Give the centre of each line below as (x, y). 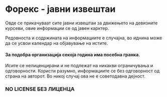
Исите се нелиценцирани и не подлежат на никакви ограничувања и (79, 66)
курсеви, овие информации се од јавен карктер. (57, 28)
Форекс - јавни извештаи (60, 9)
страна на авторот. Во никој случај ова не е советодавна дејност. (75, 76)
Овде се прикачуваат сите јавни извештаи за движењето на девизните (81, 23)
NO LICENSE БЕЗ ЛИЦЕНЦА (40, 89)
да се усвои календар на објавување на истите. (57, 43)
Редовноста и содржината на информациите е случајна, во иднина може (84, 38)
